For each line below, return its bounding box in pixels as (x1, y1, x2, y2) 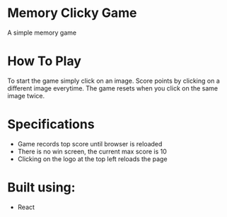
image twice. (7, 91, 45, 100)
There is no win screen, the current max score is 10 (17, 147, 168, 156)
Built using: (7, 180, 76, 195)
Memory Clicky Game (7, 5, 137, 21)
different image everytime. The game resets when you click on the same (7, 83, 218, 93)
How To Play (7, 53, 81, 69)
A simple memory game (7, 28, 76, 37)
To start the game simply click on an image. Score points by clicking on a (7, 76, 221, 85)
